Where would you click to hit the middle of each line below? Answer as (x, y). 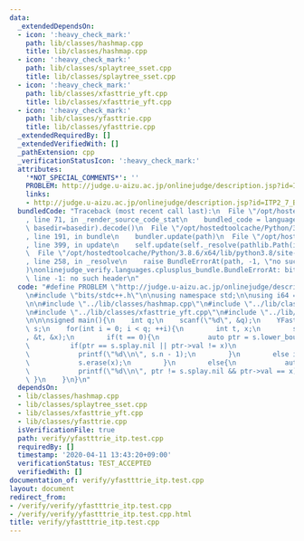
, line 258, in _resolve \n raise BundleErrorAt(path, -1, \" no (153, 262)
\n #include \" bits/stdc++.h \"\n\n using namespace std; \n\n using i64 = (161, 295)
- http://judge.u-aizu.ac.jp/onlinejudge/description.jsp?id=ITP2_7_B (161, 203)
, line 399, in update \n (72, 245)
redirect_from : (38, 497)
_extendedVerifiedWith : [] (68, 144)
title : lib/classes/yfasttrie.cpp (90, 128)
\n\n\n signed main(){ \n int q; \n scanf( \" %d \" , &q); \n (143, 321)
